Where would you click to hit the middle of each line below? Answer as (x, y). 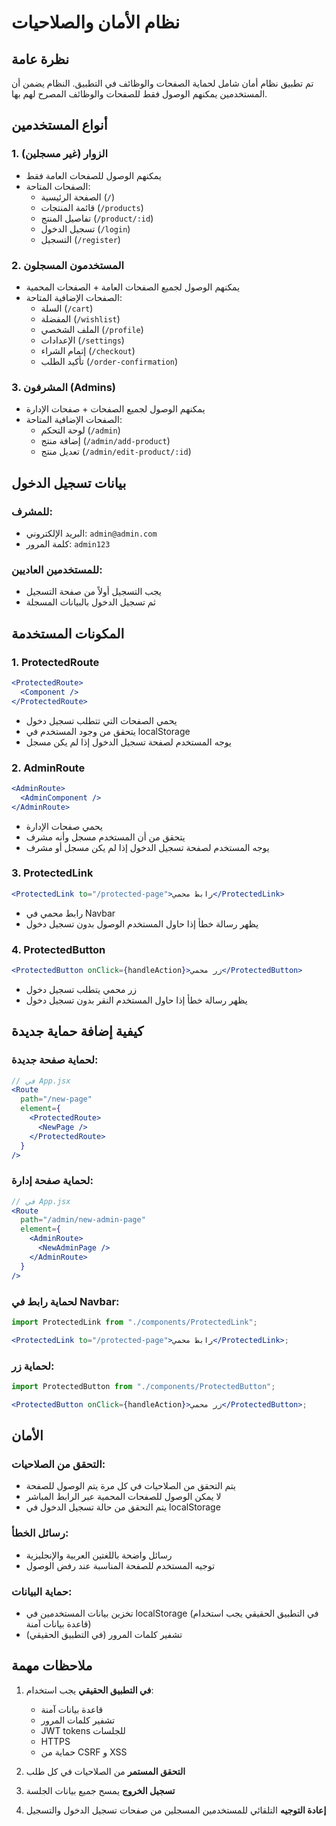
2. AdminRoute (48, 768)
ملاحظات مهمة (52, 1666)
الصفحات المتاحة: (58, 186)
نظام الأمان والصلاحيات (96, 22)
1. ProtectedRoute (55, 662)
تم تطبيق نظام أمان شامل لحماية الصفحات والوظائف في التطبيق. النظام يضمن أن (162, 83)
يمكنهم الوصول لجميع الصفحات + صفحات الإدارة (115, 409)
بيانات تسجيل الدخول (69, 482)
